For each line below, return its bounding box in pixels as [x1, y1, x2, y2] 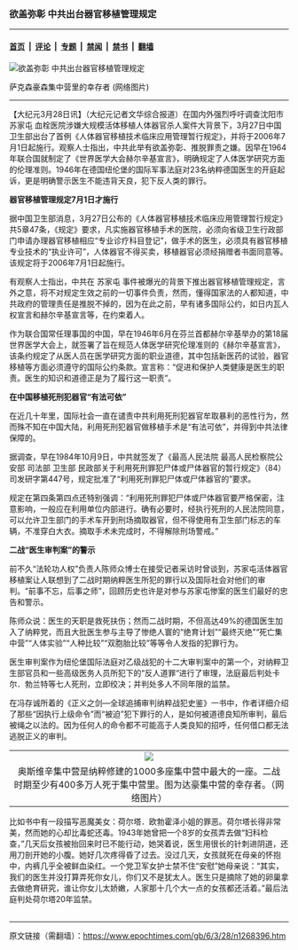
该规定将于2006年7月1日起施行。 [9, 257, 130, 268]
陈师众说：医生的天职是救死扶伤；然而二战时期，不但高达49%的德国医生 [9, 615, 276, 626]
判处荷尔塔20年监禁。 [16, 893, 98, 904]
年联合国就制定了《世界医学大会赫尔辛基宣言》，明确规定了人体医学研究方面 [9, 153, 286, 163]
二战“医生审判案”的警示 [9, 544, 96, 555]
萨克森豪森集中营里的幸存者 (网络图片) [9, 82, 150, 92]
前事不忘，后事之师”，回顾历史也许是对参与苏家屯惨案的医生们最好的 [27, 585, 281, 596]
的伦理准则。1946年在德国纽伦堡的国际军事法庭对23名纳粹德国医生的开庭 [9, 164, 278, 175]
